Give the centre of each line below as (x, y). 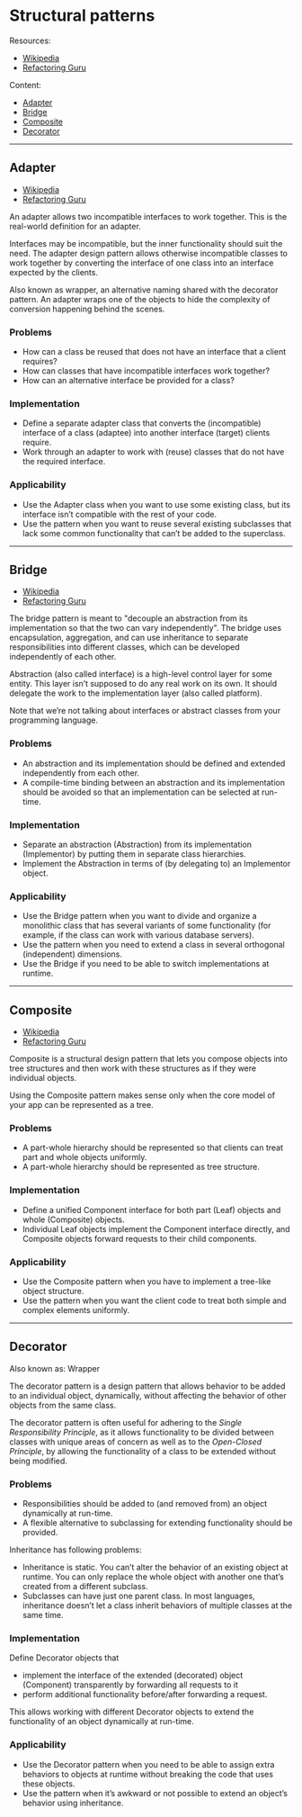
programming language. (54, 720)
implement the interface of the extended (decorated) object (133, 1676)
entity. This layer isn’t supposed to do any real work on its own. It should (143, 684)
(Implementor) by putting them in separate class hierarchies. (134, 854)
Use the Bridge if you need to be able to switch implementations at (146, 964)
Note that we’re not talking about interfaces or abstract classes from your (145, 711)
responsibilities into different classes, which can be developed (124, 647)
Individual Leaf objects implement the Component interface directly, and (156, 1228)
